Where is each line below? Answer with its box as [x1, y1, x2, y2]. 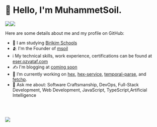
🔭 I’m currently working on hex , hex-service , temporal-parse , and [12, 71, 147, 77]
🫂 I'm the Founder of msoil [12, 45, 68, 51]
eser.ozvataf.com [12, 58, 48, 64]
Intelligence [12, 92, 36, 98]
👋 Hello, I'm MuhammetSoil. [5, 4, 122, 16]
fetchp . [12, 76, 27, 82]
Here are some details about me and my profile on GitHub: [5, 30, 125, 36]
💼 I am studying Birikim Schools [12, 40, 78, 46]
